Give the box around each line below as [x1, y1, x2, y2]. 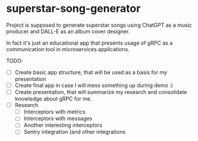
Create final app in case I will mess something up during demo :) [14, 82, 174, 89]
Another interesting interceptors [23, 121, 103, 129]
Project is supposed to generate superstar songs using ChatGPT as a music [6, 21, 193, 29]
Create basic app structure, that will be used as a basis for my [14, 68, 168, 76]
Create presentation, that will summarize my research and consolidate [14, 89, 187, 96]
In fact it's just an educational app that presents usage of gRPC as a [6, 39, 173, 46]
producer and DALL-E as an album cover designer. [6, 27, 130, 35]
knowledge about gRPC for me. [14, 95, 92, 102]
